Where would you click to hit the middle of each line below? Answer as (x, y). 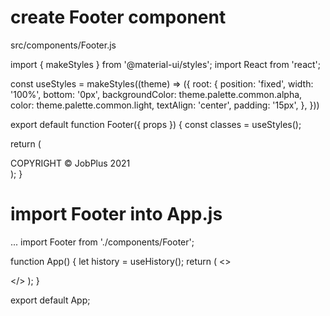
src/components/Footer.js (63, 45)
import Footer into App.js (116, 214)
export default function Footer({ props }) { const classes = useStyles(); (156, 124)
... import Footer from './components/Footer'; (102, 242)
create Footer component (118, 17)
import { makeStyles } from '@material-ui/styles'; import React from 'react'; (166, 64)
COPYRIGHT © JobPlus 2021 (70, 163)
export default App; (50, 300)
